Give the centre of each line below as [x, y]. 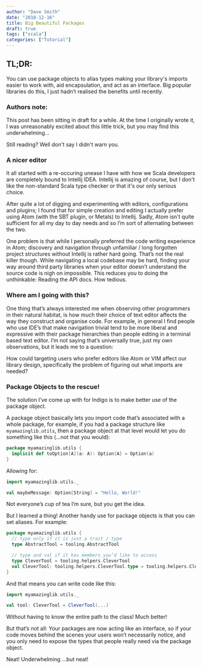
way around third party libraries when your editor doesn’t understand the [96, 267]
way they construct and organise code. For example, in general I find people [101, 321]
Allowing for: [22, 470]
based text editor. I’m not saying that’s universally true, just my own [89, 340]
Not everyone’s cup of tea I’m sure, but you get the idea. [76, 504]
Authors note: [27, 107]
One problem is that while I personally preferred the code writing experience [101, 241]
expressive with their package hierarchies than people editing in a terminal [99, 334]
